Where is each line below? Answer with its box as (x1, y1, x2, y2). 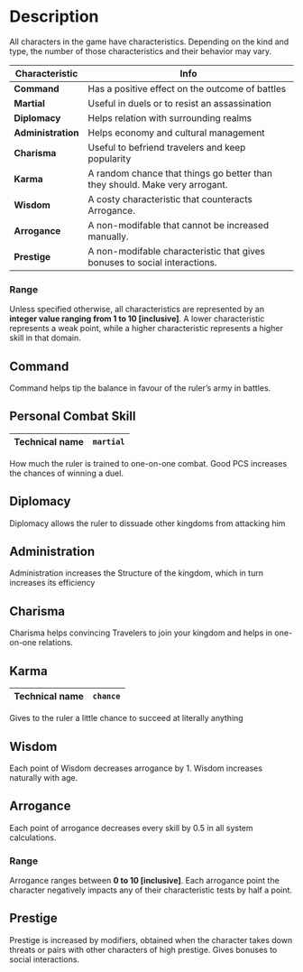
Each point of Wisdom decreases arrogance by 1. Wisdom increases (9, 763, 263, 773)
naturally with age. (9, 772, 78, 782)
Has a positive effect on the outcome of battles (87, 82, 287, 95)
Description (9, 6, 99, 27)
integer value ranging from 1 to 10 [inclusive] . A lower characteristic (9, 313, 265, 324)
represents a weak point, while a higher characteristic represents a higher (9, 323, 284, 334)
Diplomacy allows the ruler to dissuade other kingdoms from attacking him (9, 517, 286, 529)
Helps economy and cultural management (87, 126, 265, 139)
